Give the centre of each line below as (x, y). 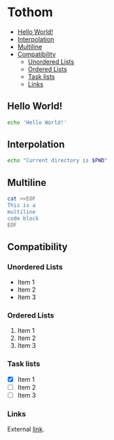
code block (23, 218)
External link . (26, 429)
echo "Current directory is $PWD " (58, 161)
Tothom (30, 12)
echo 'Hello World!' (37, 122)
